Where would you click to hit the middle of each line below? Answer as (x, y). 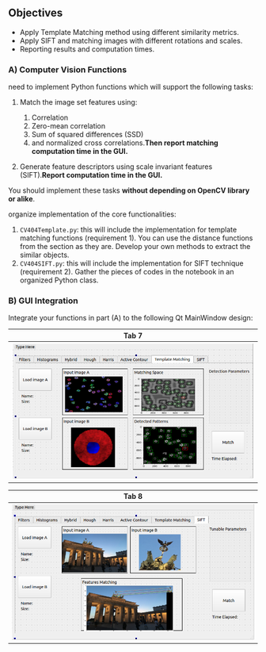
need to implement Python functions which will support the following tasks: (131, 87)
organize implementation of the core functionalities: (92, 214)
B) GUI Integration (43, 301)
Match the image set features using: (78, 102)
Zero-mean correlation (68, 126)
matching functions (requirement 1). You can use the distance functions (136, 238)
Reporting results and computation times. (87, 49)
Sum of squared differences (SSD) (87, 135)
